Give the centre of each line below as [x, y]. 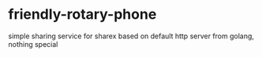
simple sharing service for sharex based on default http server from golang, [131, 36]
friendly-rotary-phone [82, 14]
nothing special [33, 44]
